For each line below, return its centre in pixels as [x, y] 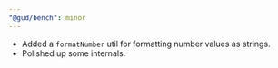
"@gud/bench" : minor [48, 18]
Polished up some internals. [74, 53]
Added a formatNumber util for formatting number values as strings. [146, 44]
